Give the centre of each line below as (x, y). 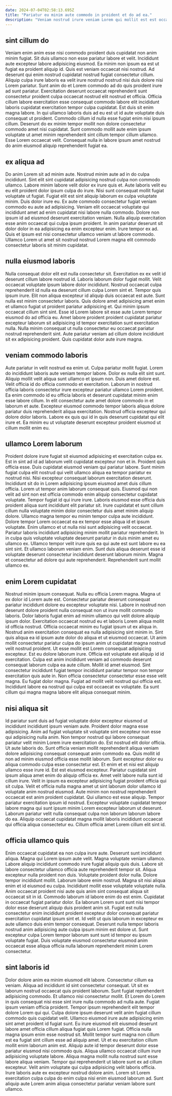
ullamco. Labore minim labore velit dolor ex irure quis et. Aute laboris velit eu (86, 185)
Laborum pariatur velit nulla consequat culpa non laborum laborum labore (83, 814)
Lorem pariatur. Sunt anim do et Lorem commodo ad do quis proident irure (84, 86)
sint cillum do (27, 40)
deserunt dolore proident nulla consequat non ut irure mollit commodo (79, 610)
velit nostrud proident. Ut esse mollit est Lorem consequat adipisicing (79, 648)
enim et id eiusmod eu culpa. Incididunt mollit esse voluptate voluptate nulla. (86, 886)
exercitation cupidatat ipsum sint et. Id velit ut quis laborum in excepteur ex (84, 918)
